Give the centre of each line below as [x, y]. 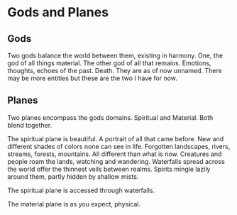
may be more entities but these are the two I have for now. [92, 78]
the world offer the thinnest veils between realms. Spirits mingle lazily [109, 169]
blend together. [29, 125]
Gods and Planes [58, 12]
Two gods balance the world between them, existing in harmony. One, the [115, 55]
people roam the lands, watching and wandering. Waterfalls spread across [116, 161]
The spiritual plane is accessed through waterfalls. [81, 190]
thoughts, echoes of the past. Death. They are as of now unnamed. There [115, 71]
